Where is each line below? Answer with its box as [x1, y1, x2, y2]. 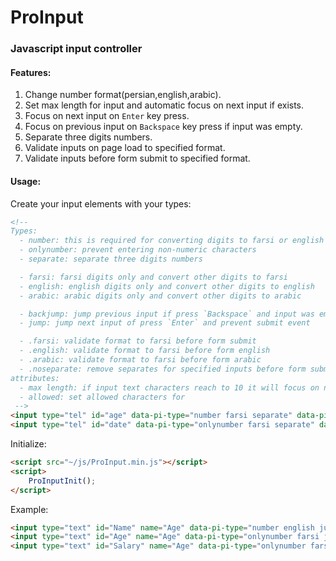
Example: [10, 503, 49, 515]
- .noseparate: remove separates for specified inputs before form [19, 364, 307, 374]
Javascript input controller [10, 42, 143, 56]
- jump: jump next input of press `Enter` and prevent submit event [19, 318, 311, 328]
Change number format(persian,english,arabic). [24, 89, 222, 101]
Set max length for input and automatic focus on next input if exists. [24, 99, 305, 111]
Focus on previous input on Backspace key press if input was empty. [24, 121, 303, 133]
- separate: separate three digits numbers [19, 254, 203, 265]
